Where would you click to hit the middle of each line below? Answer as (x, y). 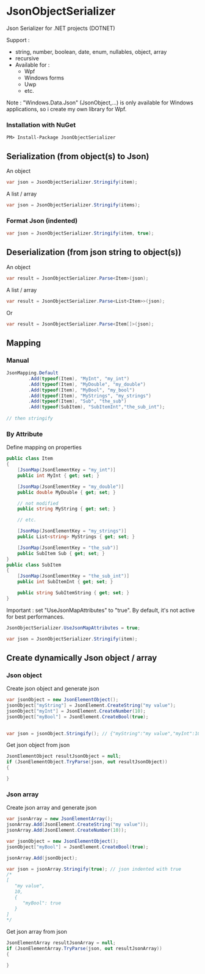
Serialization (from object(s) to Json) (78, 156)
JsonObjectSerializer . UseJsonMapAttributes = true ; (73, 628)
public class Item (30, 459)
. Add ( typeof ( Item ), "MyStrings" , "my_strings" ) (90, 396)
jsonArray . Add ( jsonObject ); (42, 858)
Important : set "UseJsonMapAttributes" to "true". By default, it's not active (101, 610)
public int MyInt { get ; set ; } (58, 475)
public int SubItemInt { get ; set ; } (65, 582)
